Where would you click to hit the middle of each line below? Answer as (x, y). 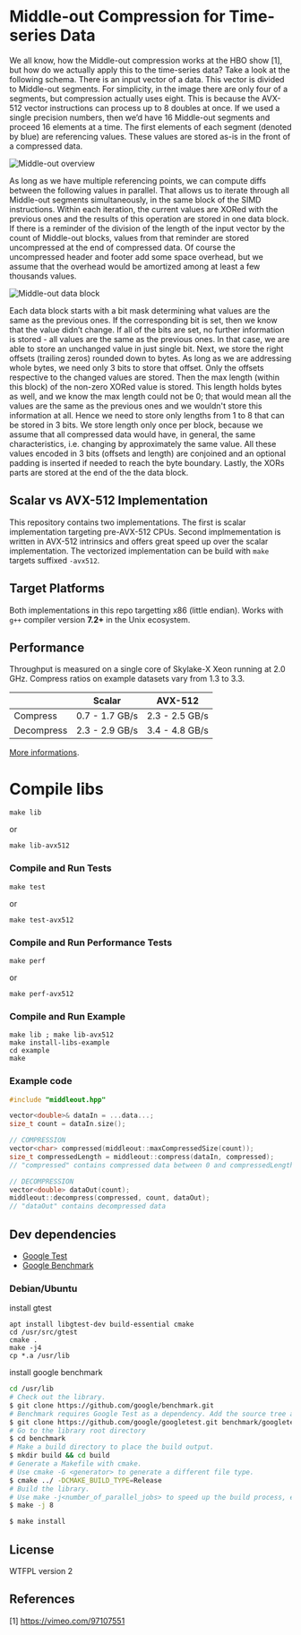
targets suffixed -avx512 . (55, 560)
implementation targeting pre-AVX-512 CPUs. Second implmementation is (145, 531)
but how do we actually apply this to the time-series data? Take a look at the (150, 70)
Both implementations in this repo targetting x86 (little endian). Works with (146, 610)
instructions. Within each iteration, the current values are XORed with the (144, 209)
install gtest (30, 1308)
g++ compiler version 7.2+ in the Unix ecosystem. (100, 619)
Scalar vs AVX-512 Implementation (109, 500)
